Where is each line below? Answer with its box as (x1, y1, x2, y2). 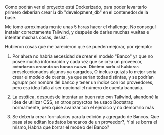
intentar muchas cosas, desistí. (5, 34, 68, 40)
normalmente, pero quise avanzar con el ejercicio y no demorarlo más (12, 105, 154, 110)
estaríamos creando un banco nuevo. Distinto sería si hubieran (12, 64, 139, 69)
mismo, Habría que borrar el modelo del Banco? (12, 124, 109, 130)
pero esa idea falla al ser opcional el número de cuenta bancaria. (12, 85, 144, 90)
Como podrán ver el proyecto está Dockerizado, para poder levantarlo (5, 4, 147, 10)
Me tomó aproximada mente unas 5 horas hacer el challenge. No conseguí (5, 24, 156, 30)
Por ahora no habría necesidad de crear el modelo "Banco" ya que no (12, 53, 153, 59)
